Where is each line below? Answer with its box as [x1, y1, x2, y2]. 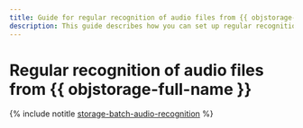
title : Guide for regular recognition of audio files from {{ [9, 13, 248, 22]
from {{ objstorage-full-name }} [9, 79, 252, 99]
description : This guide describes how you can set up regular [9, 21, 252, 30]
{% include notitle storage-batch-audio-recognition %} [9, 108, 214, 119]
